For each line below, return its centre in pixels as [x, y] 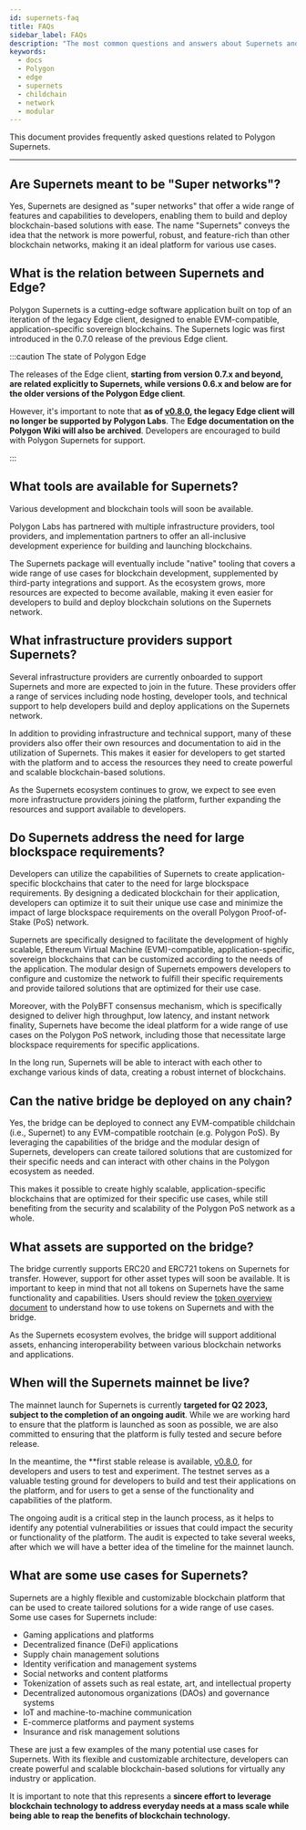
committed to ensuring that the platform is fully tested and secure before [146, 1434]
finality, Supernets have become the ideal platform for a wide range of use [149, 1025]
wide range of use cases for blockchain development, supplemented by [144, 573]
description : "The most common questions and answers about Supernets [146, 43]
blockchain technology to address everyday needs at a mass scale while [149, 1805]
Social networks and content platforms [95, 1673]
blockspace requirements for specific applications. [105, 1045]
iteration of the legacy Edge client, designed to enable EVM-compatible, [144, 319]
